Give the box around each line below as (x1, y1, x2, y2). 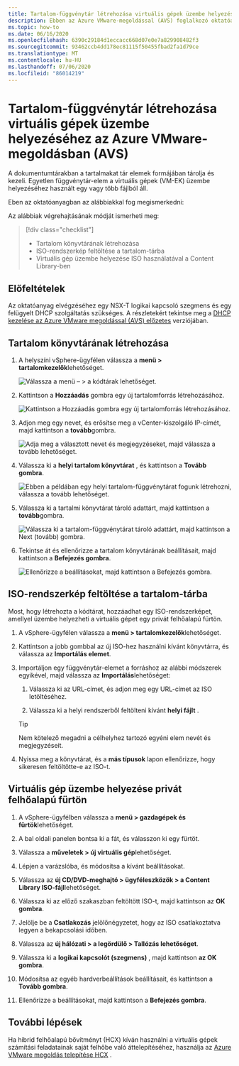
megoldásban (8, 146, 91, 162)
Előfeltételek (8, 282, 66, 295)
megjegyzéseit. (18, 741, 64, 749)
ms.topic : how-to (8, 23, 60, 31)
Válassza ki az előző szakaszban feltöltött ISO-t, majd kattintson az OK (18, 896, 226, 905)
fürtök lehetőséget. (18, 820, 74, 829)
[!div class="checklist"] (25, 225, 94, 234)
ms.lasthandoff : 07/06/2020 (8, 63, 91, 70)
